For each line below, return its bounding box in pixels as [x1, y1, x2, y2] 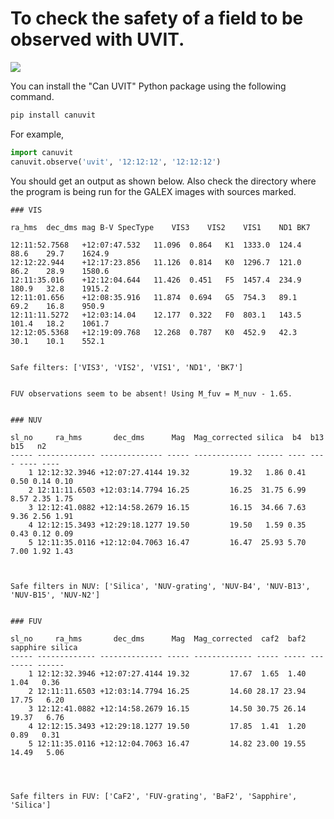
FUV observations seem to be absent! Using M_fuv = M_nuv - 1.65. [10, 388, 293, 399]
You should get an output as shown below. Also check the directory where [10, 175, 317, 187]
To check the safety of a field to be [10, 7, 304, 30]
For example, [10, 128, 65, 140]
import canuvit [10, 147, 74, 157]
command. [10, 90, 55, 102]
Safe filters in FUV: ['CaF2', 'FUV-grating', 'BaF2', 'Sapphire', [10, 791, 298, 801]
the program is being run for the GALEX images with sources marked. [10, 185, 297, 197]
